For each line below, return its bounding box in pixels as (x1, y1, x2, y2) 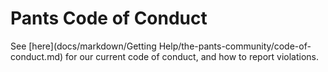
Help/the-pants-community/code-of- (158, 40, 312, 52)
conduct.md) (10, 50, 64, 62)
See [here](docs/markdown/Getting (10, 40, 157, 52)
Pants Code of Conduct (10, 7, 208, 30)
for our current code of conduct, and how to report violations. (65, 50, 320, 62)
